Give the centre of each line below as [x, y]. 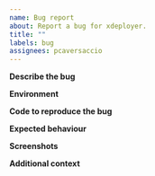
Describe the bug [42, 76]
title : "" [28, 34]
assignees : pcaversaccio [56, 51]
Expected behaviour [48, 129]
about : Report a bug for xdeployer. [78, 26]
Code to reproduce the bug [61, 111]
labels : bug [32, 43]
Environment [34, 94]
